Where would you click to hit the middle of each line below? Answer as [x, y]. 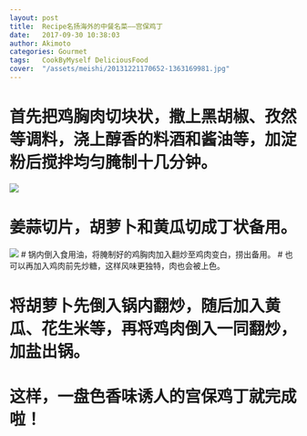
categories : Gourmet [49, 52]
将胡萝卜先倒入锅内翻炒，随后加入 [138, 306]
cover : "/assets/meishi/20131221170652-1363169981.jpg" [120, 69]
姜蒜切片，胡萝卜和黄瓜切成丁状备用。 [153, 227]
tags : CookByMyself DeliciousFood [79, 60]
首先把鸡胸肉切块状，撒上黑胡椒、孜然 [153, 117]
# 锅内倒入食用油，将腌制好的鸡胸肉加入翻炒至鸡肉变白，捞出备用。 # [152, 254]
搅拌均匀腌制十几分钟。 [129, 163]
